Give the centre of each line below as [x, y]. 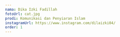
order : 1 [14, 27]
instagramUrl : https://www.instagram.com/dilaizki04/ [60, 23]
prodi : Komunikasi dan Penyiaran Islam [45, 18]
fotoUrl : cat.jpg [22, 14]
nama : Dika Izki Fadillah [31, 9]
